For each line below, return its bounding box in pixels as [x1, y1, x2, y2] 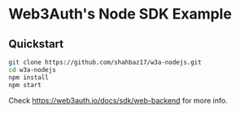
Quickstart [8, 37, 64, 51]
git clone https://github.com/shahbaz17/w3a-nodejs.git [8, 58, 202, 66]
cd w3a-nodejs [8, 65, 57, 73]
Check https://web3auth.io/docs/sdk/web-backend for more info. [8, 95, 228, 105]
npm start [8, 81, 42, 89]
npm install [8, 73, 49, 82]
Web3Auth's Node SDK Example [8, 5, 232, 23]
